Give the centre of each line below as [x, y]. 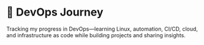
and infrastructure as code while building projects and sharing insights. [96, 35]
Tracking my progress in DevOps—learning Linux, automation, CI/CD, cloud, [102, 29]
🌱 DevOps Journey [55, 12]
